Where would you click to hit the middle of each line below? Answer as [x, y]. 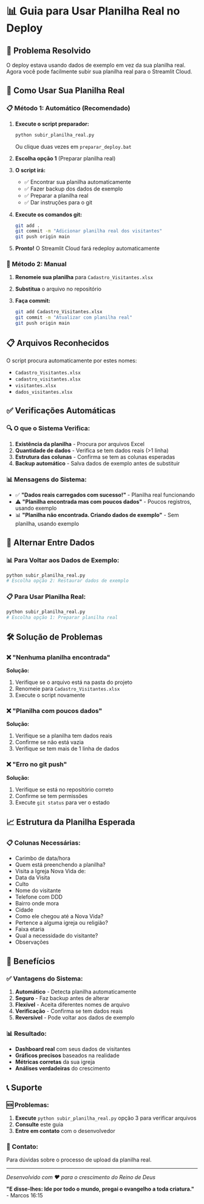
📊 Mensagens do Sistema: [46, 479]
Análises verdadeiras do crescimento [63, 1069]
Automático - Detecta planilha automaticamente [76, 992]
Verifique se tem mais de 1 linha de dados [67, 749]
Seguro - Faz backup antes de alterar [62, 998]
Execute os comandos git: [49, 214]
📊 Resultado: [26, 1033]
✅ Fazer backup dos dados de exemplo [73, 189]
